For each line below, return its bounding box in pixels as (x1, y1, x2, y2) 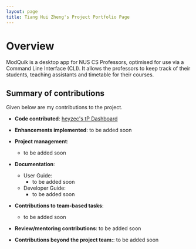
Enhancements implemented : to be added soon (14, 127, 132, 134)
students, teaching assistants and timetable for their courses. (6, 71, 154, 78)
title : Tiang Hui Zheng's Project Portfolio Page (6, 14, 130, 20)
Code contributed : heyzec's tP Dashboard (14, 115, 118, 122)
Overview (6, 39, 55, 53)
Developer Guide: (23, 184, 66, 191)
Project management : (14, 138, 69, 145)
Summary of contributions (6, 88, 104, 98)
